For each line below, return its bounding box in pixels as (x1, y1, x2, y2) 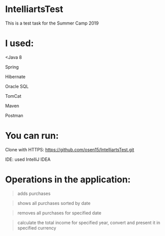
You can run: (5, 130, 59, 141)
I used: (5, 38, 34, 49)
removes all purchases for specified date (17, 209, 102, 216)
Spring (5, 64, 19, 70)
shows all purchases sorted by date (17, 200, 91, 206)
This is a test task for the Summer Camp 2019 (5, 20, 99, 26)
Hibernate (5, 74, 26, 80)
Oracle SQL (5, 83, 29, 89)
